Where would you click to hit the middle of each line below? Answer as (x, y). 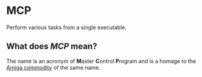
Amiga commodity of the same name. (53, 67)
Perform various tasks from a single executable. (67, 27)
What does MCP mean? (52, 46)
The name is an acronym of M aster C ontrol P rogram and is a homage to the (101, 61)
